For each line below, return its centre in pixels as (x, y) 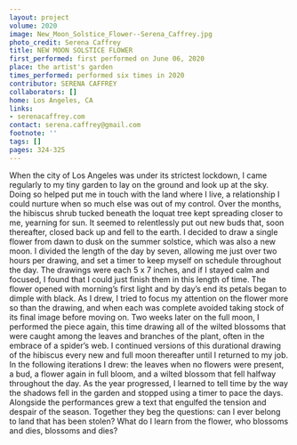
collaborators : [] (43, 92)
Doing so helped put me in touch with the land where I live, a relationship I (144, 194)
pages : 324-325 (37, 150)
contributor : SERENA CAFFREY (63, 84)
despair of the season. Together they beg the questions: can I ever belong (145, 411)
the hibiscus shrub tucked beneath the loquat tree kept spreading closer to (146, 213)
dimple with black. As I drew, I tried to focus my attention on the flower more (149, 298)
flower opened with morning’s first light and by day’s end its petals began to (148, 288)
